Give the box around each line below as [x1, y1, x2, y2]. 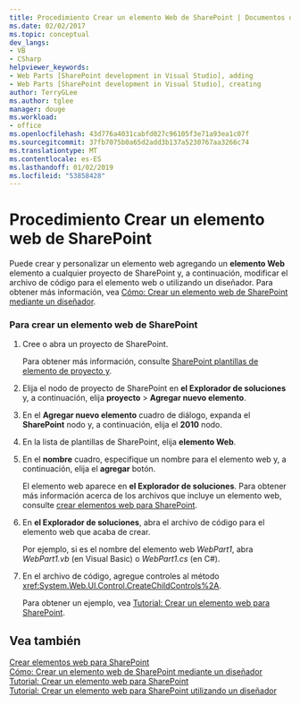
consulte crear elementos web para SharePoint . [21, 500, 198, 511]
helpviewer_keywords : [9, 64, 90, 72]
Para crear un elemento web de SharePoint [9, 319, 198, 331]
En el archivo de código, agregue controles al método [21, 571, 220, 582]
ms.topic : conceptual [9, 30, 90, 38]
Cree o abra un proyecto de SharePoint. [21, 339, 169, 350]
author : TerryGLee [9, 88, 78, 97]
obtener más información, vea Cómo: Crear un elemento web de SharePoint [9, 287, 288, 298]
